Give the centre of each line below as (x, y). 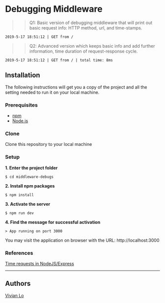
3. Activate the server (28, 204)
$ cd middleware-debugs (29, 177)
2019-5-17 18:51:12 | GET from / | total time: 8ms (59, 60)
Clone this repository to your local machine (49, 144)
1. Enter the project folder (31, 167)
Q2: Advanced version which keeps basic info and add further (92, 46)
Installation (23, 75)
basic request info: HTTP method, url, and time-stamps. (86, 28)
